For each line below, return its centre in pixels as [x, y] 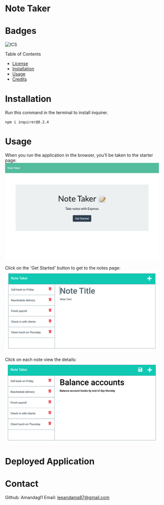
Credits [20, 79]
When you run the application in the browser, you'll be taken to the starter [79, 155]
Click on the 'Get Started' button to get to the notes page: [63, 268]
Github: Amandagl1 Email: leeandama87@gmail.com [57, 497]
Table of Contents [23, 54]
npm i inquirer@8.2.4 [27, 122]
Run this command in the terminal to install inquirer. [57, 113]
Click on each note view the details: [41, 360]
